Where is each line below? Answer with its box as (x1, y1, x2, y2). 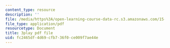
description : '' (5, 12, 39, 17)
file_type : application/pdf (5, 21, 65, 26)
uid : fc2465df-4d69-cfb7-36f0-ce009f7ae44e (5, 35, 99, 40)
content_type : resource (5, 7, 56, 12)
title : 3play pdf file (5, 30, 53, 35)
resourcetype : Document (5, 26, 56, 31)
